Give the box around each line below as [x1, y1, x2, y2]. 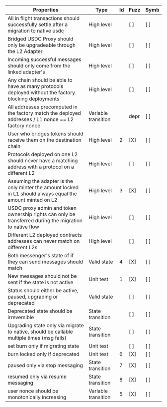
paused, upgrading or [7, 293, 58, 300]
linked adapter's [7, 68, 46, 75]
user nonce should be [7, 388, 59, 394]
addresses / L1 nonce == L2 [7, 116, 74, 123]
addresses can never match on [7, 238, 80, 244]
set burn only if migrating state [7, 343, 80, 349]
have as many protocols [7, 83, 64, 89]
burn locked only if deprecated [7, 351, 80, 358]
